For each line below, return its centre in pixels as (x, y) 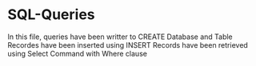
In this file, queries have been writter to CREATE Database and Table (120, 37)
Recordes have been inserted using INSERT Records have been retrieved (128, 45)
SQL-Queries (51, 15)
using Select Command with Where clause (77, 53)
